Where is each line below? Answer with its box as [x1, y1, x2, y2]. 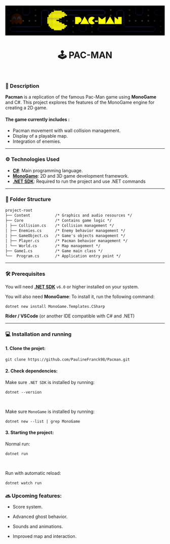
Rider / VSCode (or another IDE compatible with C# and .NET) [5, 313, 135, 319]
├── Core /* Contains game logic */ [5, 218, 112, 223]
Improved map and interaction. [12, 533, 77, 539]
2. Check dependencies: [5, 368, 58, 374]
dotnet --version [5, 390, 42, 395]
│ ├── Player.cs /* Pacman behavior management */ [5, 238, 128, 244]
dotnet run [5, 451, 28, 456]
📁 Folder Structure [5, 196, 52, 203]
